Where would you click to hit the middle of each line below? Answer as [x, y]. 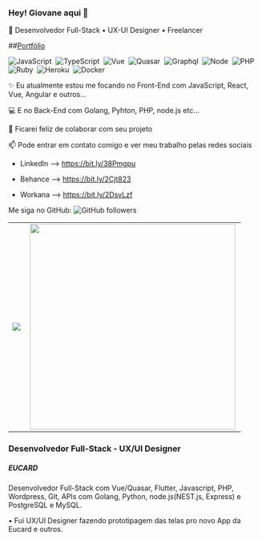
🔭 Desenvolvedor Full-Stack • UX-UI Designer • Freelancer [105, 30]
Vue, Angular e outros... [47, 95]
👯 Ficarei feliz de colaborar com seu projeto [81, 129]
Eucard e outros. [36, 530]
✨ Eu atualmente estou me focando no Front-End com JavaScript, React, [129, 85]
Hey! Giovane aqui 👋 [48, 13]
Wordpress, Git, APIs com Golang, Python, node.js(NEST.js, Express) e [125, 497]
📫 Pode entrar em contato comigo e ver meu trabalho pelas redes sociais [130, 145]
